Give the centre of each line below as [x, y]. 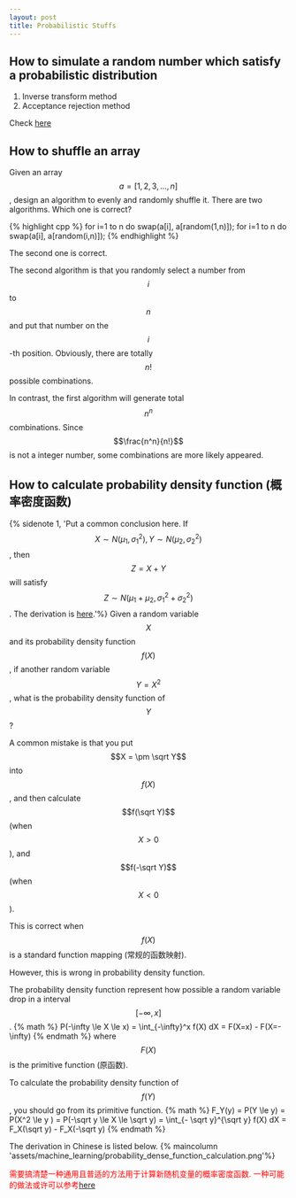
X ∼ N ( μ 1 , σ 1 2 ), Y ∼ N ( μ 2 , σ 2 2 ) [148, 539]
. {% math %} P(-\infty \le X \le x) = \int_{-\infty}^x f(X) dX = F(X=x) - [134, 1027]
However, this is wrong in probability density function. [107, 973]
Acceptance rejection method [76, 106]
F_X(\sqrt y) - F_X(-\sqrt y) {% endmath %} [87, 1129]
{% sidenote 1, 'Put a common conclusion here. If [99, 523]
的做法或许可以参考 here [52, 1185]
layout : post [33, 17]
